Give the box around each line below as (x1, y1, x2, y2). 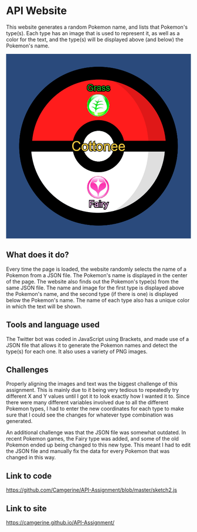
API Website (6, 4, 67, 18)
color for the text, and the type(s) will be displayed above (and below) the (6, 36, 184, 43)
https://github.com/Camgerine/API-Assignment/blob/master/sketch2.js (6, 486, 178, 493)
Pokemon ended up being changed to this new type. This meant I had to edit (6, 441, 191, 449)
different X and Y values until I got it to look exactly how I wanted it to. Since (6, 393, 190, 400)
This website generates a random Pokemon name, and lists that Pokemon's (6, 23, 188, 30)
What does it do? (6, 250, 69, 260)
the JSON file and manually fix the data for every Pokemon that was (6, 448, 170, 455)
